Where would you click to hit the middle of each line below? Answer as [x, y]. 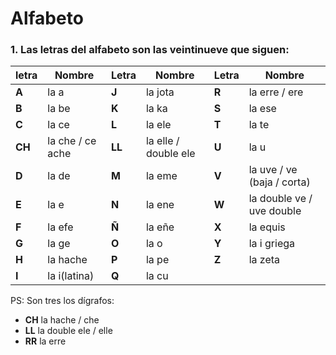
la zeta [264, 260]
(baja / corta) [279, 182]
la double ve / [280, 199]
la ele [158, 125]
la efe [60, 227]
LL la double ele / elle [68, 331]
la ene [160, 205]
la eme [161, 176]
